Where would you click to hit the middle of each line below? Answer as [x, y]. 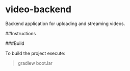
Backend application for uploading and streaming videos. [65, 23]
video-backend [38, 9]
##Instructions [21, 33]
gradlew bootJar [35, 63]
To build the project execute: [35, 53]
